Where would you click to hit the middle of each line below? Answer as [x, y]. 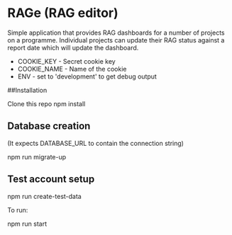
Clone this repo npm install [46, 103]
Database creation [49, 126]
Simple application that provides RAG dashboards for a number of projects [116, 33]
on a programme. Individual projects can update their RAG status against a [116, 40]
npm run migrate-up [37, 156]
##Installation [27, 90]
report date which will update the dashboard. [73, 47]
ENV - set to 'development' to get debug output [87, 76]
